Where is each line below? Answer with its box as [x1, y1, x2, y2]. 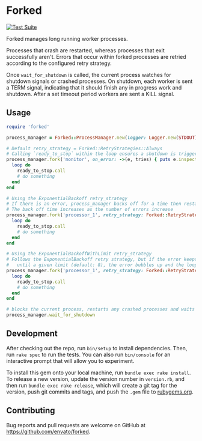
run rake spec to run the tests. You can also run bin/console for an [6, 351, 171, 358]
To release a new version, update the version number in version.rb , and [6, 375, 185, 382]
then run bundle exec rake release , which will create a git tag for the [6, 382, 177, 389]
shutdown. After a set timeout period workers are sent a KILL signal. [6, 90, 175, 97]
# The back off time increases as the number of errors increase [6, 207, 173, 213]
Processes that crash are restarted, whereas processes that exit [6, 46, 165, 54]
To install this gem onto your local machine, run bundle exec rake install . [6, 369, 191, 376]
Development [6, 329, 58, 339]
